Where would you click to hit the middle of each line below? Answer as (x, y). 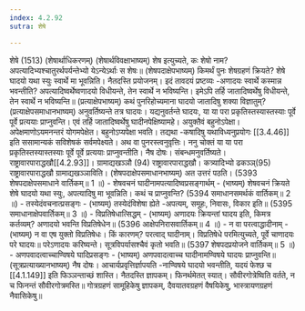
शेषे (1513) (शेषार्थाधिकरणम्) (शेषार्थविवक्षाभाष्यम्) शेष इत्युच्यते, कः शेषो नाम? (119, 60)
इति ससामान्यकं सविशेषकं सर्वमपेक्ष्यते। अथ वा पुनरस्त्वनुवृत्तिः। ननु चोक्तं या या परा (126, 142)
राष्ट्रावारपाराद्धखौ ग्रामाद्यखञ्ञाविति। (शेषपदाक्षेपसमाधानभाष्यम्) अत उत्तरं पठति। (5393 (133, 173)
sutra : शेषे (28, 26)
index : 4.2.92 (36, 18)
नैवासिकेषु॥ (26, 296)
